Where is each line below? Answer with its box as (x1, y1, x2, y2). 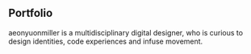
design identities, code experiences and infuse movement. (8, 36, 203, 46)
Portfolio (8, 6, 53, 20)
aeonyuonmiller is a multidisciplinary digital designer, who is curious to (8, 27, 244, 37)
